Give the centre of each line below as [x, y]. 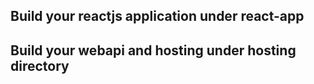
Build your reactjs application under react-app [157, 16]
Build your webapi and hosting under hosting [153, 50]
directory [40, 65]
